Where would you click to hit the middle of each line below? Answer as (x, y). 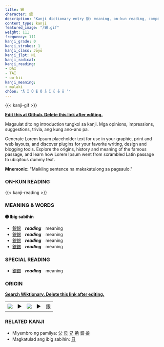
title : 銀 (15, 10)
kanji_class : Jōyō (24, 50)
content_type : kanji (26, 23)
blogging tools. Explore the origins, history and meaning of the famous (76, 149)
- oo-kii (14, 78)
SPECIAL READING (28, 260)
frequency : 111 (20, 37)
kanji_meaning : (20, 82)
